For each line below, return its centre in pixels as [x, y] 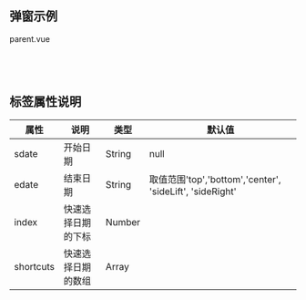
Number [123, 222]
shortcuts [34, 266]
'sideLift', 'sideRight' [193, 191]
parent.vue [30, 38]
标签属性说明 [46, 102]
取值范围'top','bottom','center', [215, 179]
